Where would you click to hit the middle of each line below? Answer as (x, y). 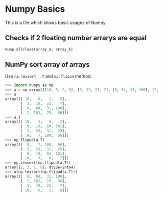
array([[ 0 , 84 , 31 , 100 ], (36, 176)
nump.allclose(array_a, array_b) (39, 49)
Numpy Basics (35, 9)
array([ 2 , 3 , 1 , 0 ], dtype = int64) (40, 168)
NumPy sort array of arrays (47, 65)
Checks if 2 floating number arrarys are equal (76, 38)
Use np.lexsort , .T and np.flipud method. (48, 76)
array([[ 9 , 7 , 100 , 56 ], (36, 145)
